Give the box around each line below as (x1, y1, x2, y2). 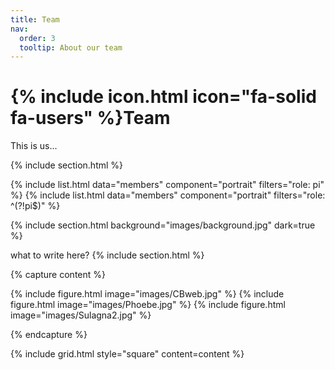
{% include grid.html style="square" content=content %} (10, 348, 245, 360)
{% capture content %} (10, 269, 106, 281)
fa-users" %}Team (10, 107, 171, 130)
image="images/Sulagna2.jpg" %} (10, 309, 152, 321)
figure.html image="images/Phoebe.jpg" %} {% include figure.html (10, 299, 286, 311)
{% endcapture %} (10, 329, 88, 341)
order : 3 (19, 33, 56, 43)
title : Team (10, 14, 60, 25)
